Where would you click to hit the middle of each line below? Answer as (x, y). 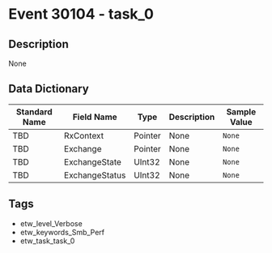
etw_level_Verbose (51, 223)
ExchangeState (92, 161)
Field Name (95, 117)
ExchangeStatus (95, 175)
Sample (241, 112)
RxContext (83, 135)
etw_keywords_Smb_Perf (62, 232)
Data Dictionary (49, 89)
